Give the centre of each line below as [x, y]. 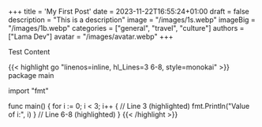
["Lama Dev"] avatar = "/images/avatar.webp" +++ [91, 36]
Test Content [29, 52]
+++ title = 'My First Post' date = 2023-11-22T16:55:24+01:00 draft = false [129, 11]
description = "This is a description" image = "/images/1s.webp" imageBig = [132, 20]
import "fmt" [28, 91]
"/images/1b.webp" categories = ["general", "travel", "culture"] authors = [126, 28]
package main [31, 75]
